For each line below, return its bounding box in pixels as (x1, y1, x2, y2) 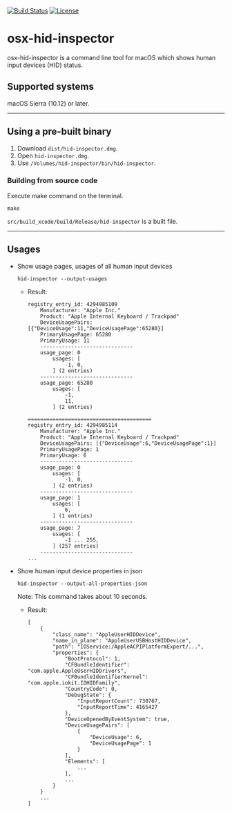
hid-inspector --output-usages (17, 275, 108, 283)
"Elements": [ (64, 758, 106, 765)
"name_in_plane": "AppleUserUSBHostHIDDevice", (52, 637, 192, 644)
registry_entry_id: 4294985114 (27, 421, 118, 428)
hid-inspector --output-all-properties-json (17, 580, 148, 587)
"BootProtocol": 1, (64, 655, 121, 662)
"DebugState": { (64, 691, 112, 698)
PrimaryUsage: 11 (40, 337, 90, 344)
